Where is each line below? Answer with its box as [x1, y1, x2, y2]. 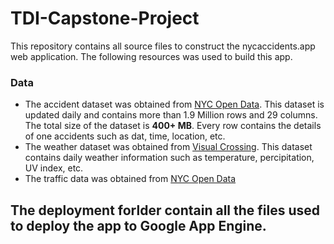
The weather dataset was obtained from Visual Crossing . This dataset [24, 141, 313, 153]
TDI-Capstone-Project [10, 7, 200, 30]
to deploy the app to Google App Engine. [10, 217, 267, 234]
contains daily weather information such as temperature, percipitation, [24, 152, 315, 164]
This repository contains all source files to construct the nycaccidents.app [10, 40, 316, 52]
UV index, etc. [24, 162, 84, 174]
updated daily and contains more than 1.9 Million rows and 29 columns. [24, 109, 318, 121]
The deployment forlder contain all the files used [10, 202, 321, 219]
